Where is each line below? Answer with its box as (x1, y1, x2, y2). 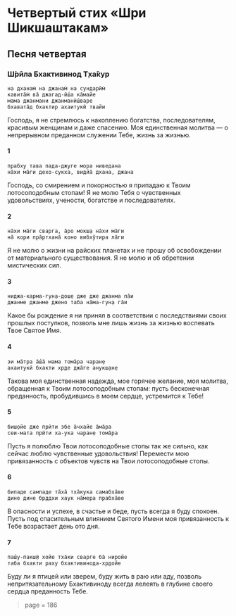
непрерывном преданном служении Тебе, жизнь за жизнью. (7, 130, 192, 139)
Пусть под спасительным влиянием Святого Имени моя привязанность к (7, 515, 230, 523)
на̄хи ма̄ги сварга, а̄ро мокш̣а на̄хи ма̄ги (7, 227, 125, 235)
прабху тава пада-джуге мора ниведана (7, 163, 121, 170)
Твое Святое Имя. (7, 326, 62, 335)
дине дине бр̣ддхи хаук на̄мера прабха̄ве (7, 495, 125, 502)
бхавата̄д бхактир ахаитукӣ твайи (7, 103, 106, 111)
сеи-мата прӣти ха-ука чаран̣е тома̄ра (7, 429, 118, 436)
